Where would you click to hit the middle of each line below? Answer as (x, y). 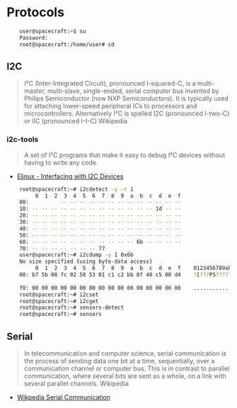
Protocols (36, 12)
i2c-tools (23, 140)
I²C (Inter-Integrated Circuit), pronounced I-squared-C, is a (110, 84)
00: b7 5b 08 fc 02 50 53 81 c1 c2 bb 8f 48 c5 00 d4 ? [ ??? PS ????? (126, 275)
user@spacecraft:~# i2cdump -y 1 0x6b (76, 255)
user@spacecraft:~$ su (53, 31)
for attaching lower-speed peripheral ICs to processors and (110, 106)
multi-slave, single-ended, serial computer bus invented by (134, 91)
